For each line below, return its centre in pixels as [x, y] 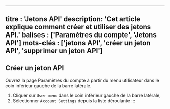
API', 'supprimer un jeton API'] [54, 51]
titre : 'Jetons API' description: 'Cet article [73, 19]
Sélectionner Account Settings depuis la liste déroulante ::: [74, 101]
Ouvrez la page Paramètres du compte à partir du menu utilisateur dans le [82, 80]
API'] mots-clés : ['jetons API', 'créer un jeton [78, 43]
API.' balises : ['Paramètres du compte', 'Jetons [81, 35]
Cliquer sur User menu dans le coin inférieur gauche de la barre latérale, [87, 96]
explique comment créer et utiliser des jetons [78, 27]
